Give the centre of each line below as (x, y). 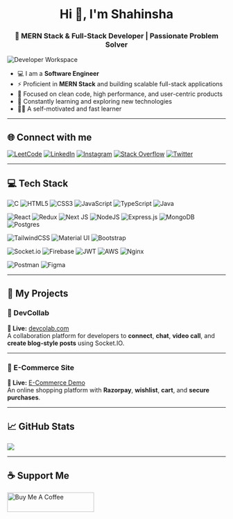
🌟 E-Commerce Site (41, 367)
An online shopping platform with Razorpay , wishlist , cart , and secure (109, 390)
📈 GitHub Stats (41, 427)
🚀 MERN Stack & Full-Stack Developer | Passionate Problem (116, 36)
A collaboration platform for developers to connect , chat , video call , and (111, 335)
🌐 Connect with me (50, 137)
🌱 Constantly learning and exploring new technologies (94, 102)
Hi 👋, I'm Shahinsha (116, 14)
